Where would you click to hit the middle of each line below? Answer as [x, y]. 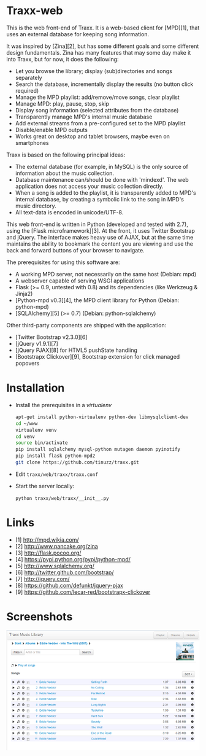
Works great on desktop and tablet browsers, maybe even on [93, 136]
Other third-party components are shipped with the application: [86, 325]
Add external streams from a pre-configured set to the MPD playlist [100, 123]
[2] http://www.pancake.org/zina [56, 546]
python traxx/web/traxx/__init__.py [62, 498]
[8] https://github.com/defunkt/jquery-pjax [69, 585]
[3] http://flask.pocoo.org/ [48, 553]
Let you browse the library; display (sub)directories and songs [94, 71]
